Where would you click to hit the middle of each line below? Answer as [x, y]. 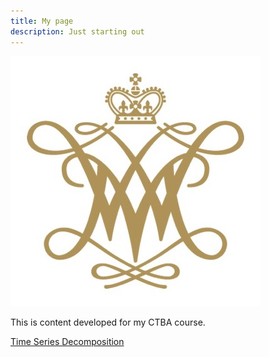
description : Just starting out [77, 31]
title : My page [42, 21]
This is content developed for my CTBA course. [108, 322]
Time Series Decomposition [67, 341]
